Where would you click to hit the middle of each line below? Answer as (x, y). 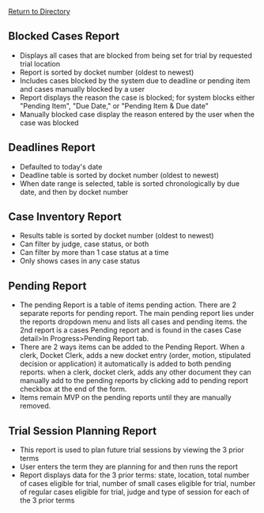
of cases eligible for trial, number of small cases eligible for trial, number (138, 484)
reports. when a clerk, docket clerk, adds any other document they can (135, 372)
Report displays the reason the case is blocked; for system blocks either (137, 97)
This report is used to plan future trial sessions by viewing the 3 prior (132, 450)
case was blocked (49, 123)
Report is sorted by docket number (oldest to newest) (107, 72)
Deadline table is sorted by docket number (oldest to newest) (119, 175)
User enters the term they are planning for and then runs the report (129, 467)
